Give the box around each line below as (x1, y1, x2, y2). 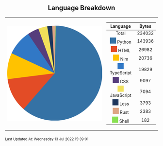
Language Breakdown (48, 4, 115, 12)
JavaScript (110, 92, 132, 98)
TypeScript (110, 70, 132, 76)
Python (117, 39, 132, 45)
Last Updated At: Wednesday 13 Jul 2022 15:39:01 (5, 136, 89, 142)
